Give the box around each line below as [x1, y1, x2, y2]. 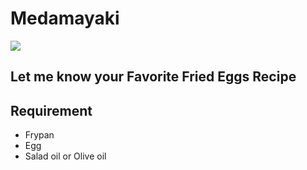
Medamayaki [10, 7, 120, 30]
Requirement [10, 102, 93, 119]
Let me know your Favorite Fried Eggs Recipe [10, 68, 297, 86]
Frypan [24, 129, 55, 141]
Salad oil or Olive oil [24, 150, 107, 162]
